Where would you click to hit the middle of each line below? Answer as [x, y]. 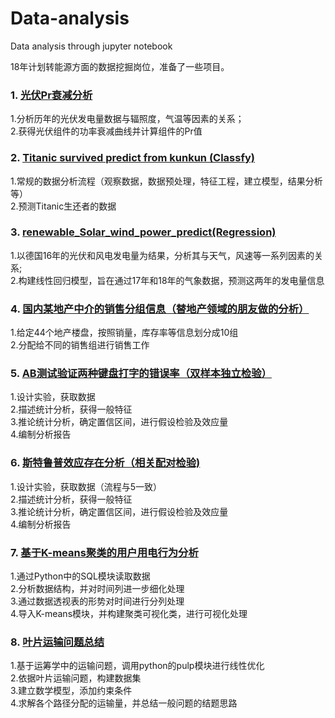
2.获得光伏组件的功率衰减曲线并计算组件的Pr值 [106, 131]
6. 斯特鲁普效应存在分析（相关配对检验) [105, 463]
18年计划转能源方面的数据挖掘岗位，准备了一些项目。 [120, 66]
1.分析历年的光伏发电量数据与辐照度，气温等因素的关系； [127, 119]
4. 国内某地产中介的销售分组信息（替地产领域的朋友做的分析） [160, 309]
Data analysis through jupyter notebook [91, 46]
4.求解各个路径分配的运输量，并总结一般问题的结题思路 [124, 703]
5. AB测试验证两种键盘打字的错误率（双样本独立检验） [141, 374]
